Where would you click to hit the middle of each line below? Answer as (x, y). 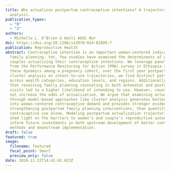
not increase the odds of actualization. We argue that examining (81, 95)
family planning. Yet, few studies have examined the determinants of (86, 57)
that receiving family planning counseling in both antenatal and (81, 85)
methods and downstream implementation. (53, 127)
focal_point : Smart (30, 151)
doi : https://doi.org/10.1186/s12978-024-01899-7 (59, 43)
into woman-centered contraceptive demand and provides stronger (80, 104)
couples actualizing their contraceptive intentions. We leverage (81, 62)
